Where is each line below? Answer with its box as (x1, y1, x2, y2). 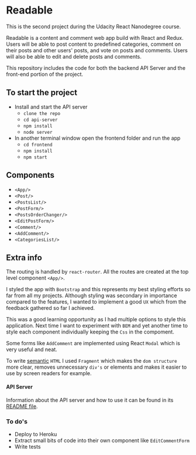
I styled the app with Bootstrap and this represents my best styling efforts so (6, 286, 191, 293)
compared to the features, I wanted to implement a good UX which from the (6, 298, 187, 305)
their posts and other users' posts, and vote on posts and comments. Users (6, 46, 188, 53)
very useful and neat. (6, 346, 57, 353)
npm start (23, 154, 48, 160)
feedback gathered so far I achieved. (6, 305, 95, 312)
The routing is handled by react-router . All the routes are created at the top (6, 268, 189, 275)
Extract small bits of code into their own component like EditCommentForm (14, 437, 190, 444)
